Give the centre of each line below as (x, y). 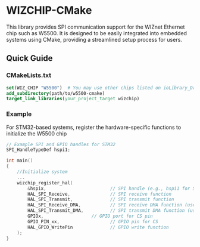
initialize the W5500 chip (37, 133)
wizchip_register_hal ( (45, 183)
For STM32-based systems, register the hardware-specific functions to (94, 127)
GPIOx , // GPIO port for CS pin (90, 216)
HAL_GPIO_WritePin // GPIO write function (98, 227)
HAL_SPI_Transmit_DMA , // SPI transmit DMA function (106, 211)
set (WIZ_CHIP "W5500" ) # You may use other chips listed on (84, 88)
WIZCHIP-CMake (49, 10)
